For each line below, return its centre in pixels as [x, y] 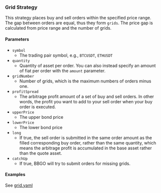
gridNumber [23, 76]
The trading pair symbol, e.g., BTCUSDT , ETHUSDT [66, 55]
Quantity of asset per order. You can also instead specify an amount [88, 65]
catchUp [20, 159]
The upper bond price [41, 117]
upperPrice [23, 112]
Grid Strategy [21, 7]
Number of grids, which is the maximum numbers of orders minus [85, 81]
